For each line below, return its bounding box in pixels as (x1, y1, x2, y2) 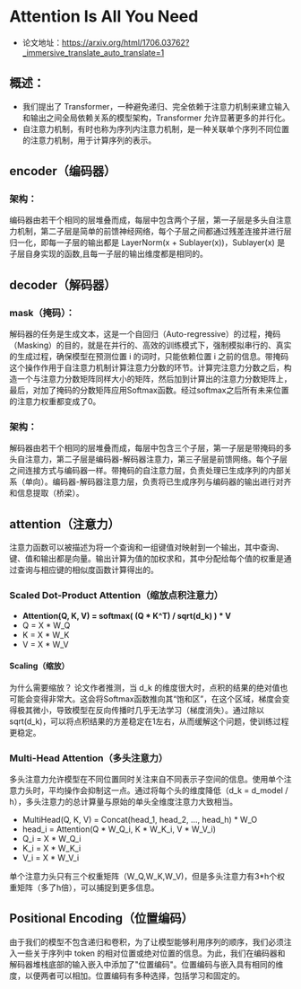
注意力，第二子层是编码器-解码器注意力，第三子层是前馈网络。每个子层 (24, 454, 288, 464)
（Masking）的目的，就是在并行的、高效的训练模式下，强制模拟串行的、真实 (9, 340, 292, 351)
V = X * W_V (21, 639, 69, 649)
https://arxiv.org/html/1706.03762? (61, 37, 190, 48)
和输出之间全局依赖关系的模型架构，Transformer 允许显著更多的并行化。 (21, 112, 291, 123)
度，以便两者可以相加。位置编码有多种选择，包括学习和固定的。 (9, 970, 245, 981)
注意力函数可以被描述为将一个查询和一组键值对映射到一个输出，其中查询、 (9, 542, 284, 553)
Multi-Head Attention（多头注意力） (9, 752, 168, 764)
